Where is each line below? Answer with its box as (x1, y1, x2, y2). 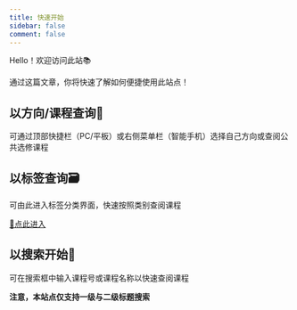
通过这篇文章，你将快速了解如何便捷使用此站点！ (9, 77, 189, 87)
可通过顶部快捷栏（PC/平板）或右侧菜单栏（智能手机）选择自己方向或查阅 (9, 131, 281, 142)
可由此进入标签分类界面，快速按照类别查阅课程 (9, 200, 181, 210)
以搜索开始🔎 (9, 247, 76, 263)
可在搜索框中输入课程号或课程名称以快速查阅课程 (9, 273, 189, 283)
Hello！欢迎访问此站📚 (9, 55, 92, 66)
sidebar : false (9, 21, 66, 30)
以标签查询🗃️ (9, 170, 80, 185)
